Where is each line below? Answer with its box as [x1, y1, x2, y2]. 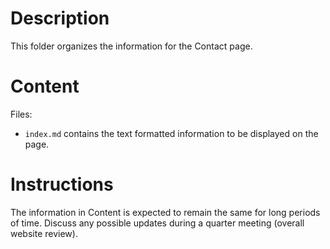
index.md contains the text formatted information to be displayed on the [24, 127, 319, 139]
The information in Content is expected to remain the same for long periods [10, 206, 321, 218]
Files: [10, 108, 33, 120]
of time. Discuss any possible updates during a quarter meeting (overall [10, 217, 305, 229]
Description [10, 7, 110, 30]
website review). [10, 227, 78, 239]
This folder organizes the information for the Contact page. [10, 40, 253, 52]
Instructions [10, 173, 114, 196]
